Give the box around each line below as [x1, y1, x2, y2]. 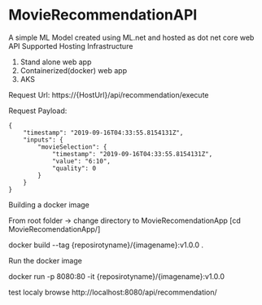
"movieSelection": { [37, 142, 107, 151]
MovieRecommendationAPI [8, 6, 198, 24]
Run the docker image [8, 255, 83, 265]
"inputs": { [23, 136, 63, 144]
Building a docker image [8, 199, 90, 209]
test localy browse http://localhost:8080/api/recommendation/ [8, 287, 217, 297]
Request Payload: [8, 106, 68, 115]
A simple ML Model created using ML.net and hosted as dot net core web [8, 33, 255, 42]
